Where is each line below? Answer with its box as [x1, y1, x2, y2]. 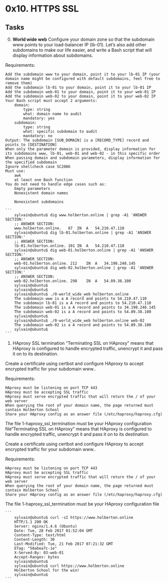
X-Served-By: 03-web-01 [14, 550, 64, 555]
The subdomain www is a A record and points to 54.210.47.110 [14, 296, 147, 301]
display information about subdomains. [12, 52, 93, 58]
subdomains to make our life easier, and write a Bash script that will [12, 47, 152, 53]
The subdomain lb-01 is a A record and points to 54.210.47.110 [14, 301, 151, 306]
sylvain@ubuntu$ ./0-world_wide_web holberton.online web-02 [14, 318, 144, 323]
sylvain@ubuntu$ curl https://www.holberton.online [14, 563, 124, 568]
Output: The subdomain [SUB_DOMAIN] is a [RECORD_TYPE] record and [5, 138, 149, 143]
